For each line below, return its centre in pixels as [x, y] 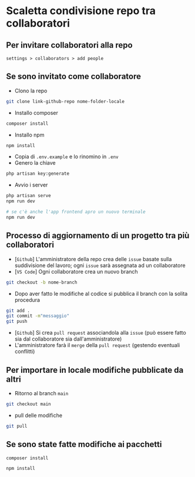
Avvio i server [31, 185]
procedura [27, 300]
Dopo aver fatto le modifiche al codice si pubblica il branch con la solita [101, 293]
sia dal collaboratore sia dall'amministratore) [68, 339]
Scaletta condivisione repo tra [81, 11]
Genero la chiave [35, 163]
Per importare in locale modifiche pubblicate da [95, 370]
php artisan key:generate [38, 174]
